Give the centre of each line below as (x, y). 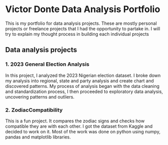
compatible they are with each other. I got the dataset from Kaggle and (79, 126)
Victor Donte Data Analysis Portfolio (83, 9)
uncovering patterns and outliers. (40, 96)
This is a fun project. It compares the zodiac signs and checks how (75, 121)
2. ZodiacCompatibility (34, 110)
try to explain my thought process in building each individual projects (77, 34)
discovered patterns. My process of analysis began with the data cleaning (82, 86)
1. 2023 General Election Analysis (47, 64)
